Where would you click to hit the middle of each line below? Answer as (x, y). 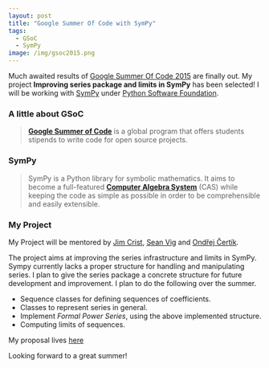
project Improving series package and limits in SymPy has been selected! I (134, 84)
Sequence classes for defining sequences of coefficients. (115, 299)
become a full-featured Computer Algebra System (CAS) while (133, 186)
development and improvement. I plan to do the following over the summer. (132, 283)
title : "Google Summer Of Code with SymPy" (82, 23)
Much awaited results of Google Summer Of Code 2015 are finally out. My (130, 76)
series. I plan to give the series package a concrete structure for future (125, 275)
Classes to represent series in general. (84, 307)
